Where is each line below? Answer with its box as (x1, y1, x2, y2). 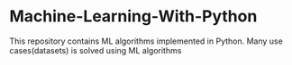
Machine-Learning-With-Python (9, 6, 258, 27)
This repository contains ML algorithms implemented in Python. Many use (9, 36, 284, 46)
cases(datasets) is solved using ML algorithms (9, 45, 182, 55)
